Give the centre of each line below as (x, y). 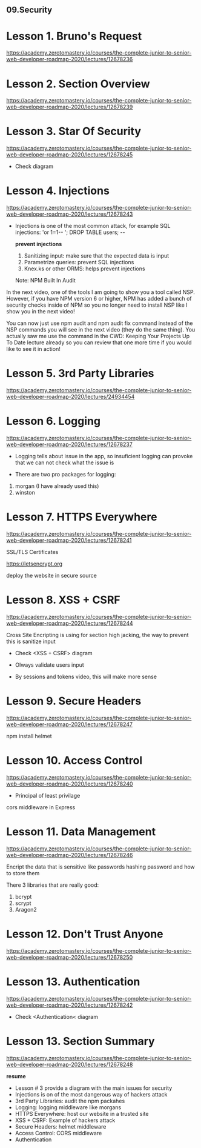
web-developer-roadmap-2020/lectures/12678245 (70, 155)
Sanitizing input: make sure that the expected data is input (97, 256)
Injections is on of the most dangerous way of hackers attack (91, 1094)
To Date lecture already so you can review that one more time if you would (99, 342)
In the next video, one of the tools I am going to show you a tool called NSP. (100, 292)
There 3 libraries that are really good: (53, 885)
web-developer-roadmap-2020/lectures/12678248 (70, 1064)
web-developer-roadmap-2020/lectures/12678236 (70, 59)
